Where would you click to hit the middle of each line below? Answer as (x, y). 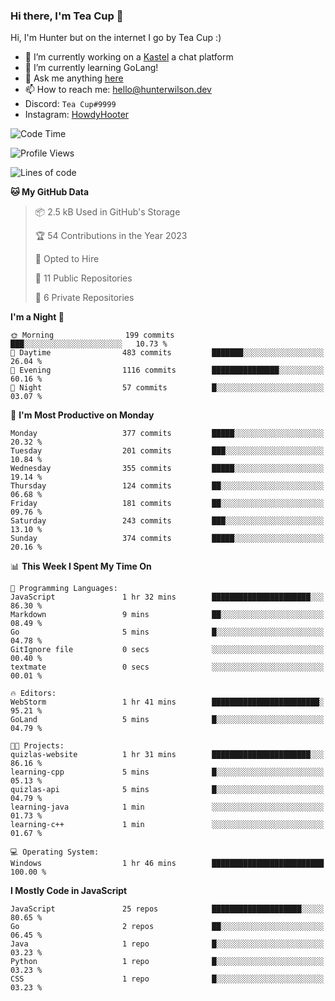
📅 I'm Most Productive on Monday (82, 415)
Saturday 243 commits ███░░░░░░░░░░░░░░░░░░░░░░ (167, 521)
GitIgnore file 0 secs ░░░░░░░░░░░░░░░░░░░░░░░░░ (167, 650)
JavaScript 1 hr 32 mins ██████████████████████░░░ (167, 597)
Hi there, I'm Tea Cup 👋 (67, 16)
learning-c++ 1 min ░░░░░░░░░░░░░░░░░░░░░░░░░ (167, 825)
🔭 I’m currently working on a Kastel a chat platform (129, 57)
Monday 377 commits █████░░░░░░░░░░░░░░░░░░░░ (167, 434)
